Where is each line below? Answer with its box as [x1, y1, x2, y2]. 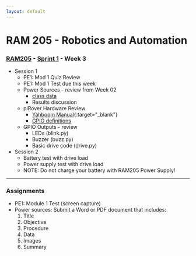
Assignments [6, 187, 45, 195]
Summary [23, 243, 47, 251]
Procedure [23, 225, 49, 232]
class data [32, 93, 57, 100]
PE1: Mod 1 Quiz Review [23, 74, 80, 81]
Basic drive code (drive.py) [32, 142, 97, 149]
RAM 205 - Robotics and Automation [6, 33, 188, 47]
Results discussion [32, 99, 77, 106]
